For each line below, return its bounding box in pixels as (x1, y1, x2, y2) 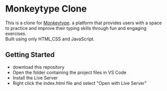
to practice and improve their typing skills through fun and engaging (5, 25, 147, 31)
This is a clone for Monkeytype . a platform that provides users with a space (5, 20, 162, 26)
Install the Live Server (12, 74, 58, 81)
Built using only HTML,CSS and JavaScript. (5, 36, 95, 42)
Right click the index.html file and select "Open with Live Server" (12, 80, 147, 86)
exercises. (5, 30, 27, 36)
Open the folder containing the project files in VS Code (12, 69, 127, 75)
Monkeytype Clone (5, 3, 87, 15)
